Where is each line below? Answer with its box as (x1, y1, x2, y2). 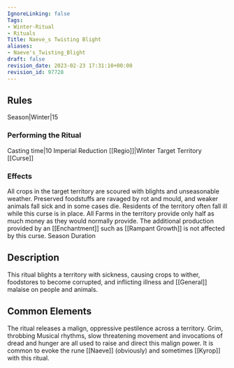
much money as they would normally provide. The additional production (7, 216, 214, 225)
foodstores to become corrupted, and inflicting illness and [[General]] (7, 277, 207, 286)
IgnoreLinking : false (7, 10, 71, 17)
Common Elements (7, 305, 92, 318)
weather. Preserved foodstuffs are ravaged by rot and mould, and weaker (7, 194, 219, 203)
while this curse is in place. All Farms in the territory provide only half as (7, 209, 214, 217)
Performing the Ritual (7, 131, 82, 140)
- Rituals (7, 29, 36, 37)
